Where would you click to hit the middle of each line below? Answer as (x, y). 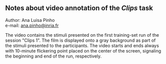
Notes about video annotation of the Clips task (79, 8)
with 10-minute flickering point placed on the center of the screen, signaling (83, 51)
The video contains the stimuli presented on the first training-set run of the (82, 35)
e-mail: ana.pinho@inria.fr (32, 25)
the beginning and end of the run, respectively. (53, 56)
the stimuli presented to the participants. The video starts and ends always (82, 45)
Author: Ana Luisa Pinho (30, 20)
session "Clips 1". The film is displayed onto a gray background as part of (80, 40)
